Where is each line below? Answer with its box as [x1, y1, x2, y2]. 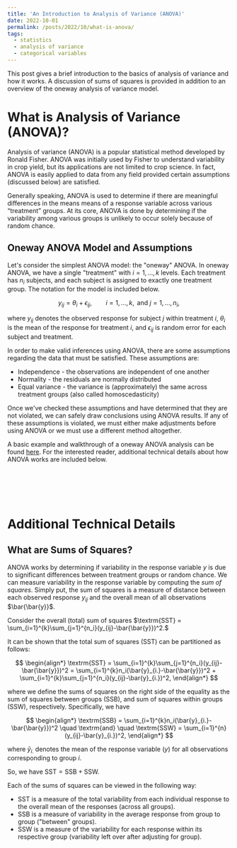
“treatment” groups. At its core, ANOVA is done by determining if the [7, 206, 207, 214]
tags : [7, 30, 23, 38]
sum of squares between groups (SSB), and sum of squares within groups [7, 694, 223, 703]
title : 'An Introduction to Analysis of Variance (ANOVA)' [7, 10, 185, 18]
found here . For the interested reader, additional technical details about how [7, 447, 229, 456]
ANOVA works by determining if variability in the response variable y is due [7, 563, 226, 571]
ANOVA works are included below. [7, 454, 108, 464]
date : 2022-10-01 [7, 17, 59, 24]
